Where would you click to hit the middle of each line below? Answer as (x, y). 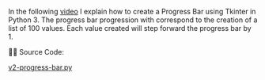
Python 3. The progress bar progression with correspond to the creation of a (133, 20)
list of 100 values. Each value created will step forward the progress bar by (130, 28)
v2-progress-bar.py (40, 67)
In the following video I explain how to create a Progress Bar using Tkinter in (132, 11)
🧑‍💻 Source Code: (36, 52)
